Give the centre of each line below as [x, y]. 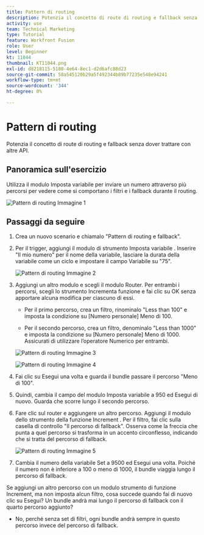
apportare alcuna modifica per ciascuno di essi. [75, 298]
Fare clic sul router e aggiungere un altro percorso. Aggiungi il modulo [103, 413]
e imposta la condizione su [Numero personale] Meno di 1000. [102, 335]
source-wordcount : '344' [38, 86]
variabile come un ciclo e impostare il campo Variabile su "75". [93, 261]
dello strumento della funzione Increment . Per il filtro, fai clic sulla [98, 420]
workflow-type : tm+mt [34, 80]
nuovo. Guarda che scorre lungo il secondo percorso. [82, 401]
